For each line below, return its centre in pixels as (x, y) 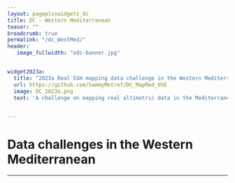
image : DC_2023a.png (43, 91)
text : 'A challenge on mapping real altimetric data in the (103, 98)
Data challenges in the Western (100, 145)
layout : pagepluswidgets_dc (48, 14)
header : (19, 46)
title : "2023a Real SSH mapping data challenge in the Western (107, 78)
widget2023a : (26, 72)
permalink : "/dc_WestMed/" (47, 40)
